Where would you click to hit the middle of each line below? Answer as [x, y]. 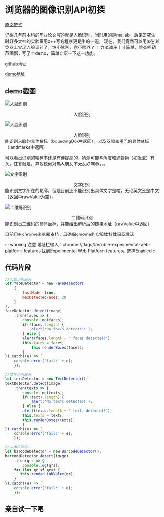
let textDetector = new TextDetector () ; [47, 379]
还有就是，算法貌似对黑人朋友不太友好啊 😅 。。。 [61, 164]
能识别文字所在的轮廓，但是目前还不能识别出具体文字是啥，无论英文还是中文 [82, 190]
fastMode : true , [39, 293]
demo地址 [15, 74]
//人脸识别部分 [18, 279]
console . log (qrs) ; [41, 465]
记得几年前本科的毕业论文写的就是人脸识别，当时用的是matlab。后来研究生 [80, 35]
